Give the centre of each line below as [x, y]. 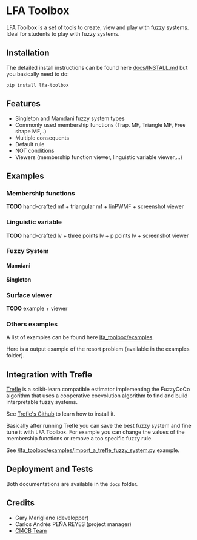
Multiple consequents [42, 138]
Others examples [32, 324]
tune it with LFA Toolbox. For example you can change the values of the [95, 432]
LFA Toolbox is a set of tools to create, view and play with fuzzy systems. [98, 27]
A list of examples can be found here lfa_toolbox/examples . [80, 337]
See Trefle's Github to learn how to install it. [61, 414]
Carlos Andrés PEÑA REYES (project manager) [73, 524]
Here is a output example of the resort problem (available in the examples [98, 349]
